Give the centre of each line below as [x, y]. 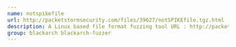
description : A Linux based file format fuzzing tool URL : [97, 26]
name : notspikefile [36, 13]
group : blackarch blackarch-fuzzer [59, 33]
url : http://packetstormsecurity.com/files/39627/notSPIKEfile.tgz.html [116, 20]
